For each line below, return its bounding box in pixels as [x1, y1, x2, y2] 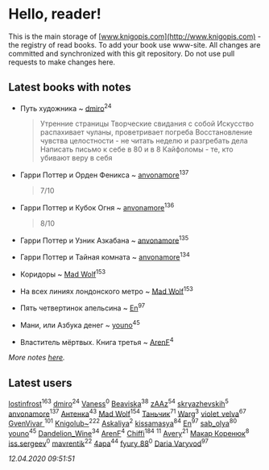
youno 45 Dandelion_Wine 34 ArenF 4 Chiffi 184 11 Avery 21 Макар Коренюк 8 [8, 427, 250, 438]
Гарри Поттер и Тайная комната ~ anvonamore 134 [19, 251, 191, 262]
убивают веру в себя [39, 153, 113, 163]
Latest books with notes [8, 81, 131, 94]
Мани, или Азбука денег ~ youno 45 [19, 319, 141, 330]
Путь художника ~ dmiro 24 [19, 102, 112, 113]
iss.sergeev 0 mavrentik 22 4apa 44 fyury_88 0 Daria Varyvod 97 [8, 437, 209, 448]
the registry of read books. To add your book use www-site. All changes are [8, 40, 261, 49]
